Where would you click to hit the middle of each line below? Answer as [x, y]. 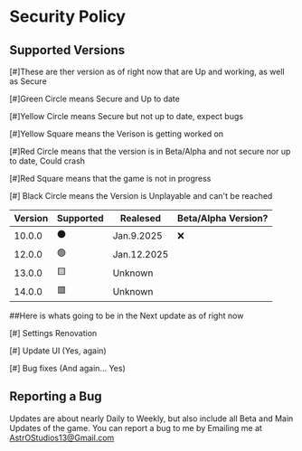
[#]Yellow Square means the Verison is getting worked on [117, 134]
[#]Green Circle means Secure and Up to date [95, 99]
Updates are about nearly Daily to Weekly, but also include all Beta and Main [151, 418]
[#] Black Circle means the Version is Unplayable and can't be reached [141, 196]
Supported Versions [67, 50]
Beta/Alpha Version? [223, 218]
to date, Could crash [47, 161]
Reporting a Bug [56, 396]
